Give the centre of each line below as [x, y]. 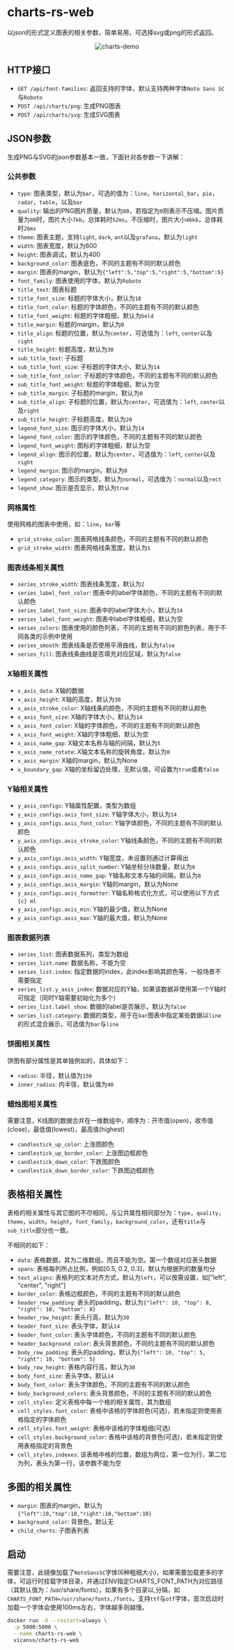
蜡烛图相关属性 [32, 1104]
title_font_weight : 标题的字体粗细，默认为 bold [86, 315]
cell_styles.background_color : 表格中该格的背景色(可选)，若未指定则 [117, 1437]
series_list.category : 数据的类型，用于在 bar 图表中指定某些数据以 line [119, 1015]
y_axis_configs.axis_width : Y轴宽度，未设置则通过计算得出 [103, 858]
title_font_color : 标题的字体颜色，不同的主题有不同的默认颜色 [108, 307]
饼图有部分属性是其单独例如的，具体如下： [68, 1061]
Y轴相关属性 [28, 789]
